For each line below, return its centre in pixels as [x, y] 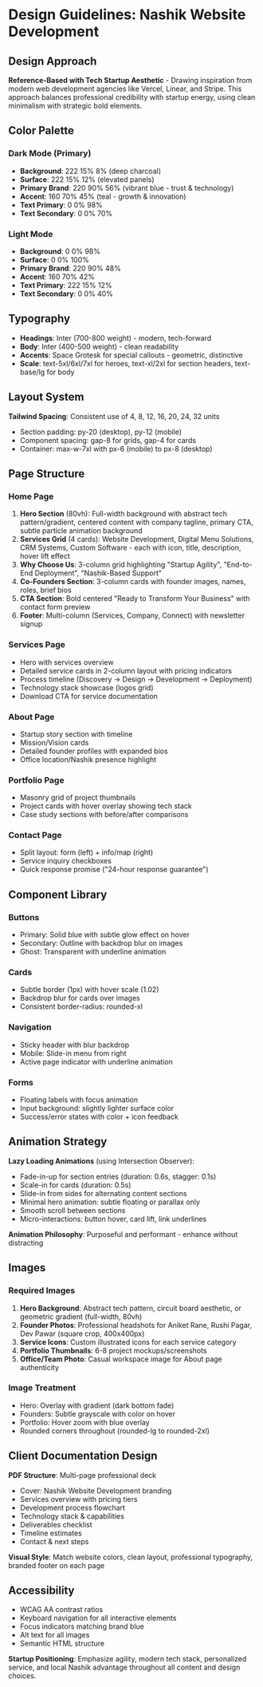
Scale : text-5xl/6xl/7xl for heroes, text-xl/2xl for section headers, [126, 363]
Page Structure [47, 474]
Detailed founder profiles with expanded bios [94, 751]
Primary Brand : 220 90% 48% [70, 268]
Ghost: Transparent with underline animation [93, 952]
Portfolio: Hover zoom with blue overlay [84, 1422]
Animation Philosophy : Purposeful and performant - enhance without [123, 1234]
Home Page [31, 496]
